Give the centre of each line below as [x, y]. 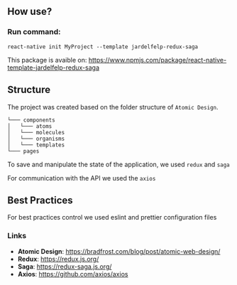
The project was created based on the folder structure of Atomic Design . [113, 107]
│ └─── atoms [30, 126]
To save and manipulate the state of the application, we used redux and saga [119, 164]
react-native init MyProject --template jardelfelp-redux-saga [103, 47]
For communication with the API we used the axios [82, 178]
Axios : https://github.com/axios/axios [73, 274]
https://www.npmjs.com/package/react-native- [158, 60]
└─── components [31, 120]
